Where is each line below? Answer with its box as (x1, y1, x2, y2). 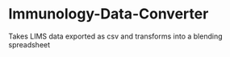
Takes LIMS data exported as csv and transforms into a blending (8, 31, 224, 41)
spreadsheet (8, 39, 51, 49)
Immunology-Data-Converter (8, 5, 209, 23)
